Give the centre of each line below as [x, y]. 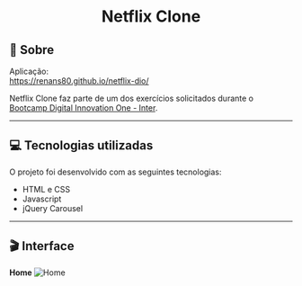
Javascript [42, 199]
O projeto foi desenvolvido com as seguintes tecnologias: [115, 172]
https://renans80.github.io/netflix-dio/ [80, 81]
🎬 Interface [42, 246]
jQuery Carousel [53, 208]
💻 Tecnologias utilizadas [81, 146]
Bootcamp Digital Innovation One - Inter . [84, 108]
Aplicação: [29, 71]
